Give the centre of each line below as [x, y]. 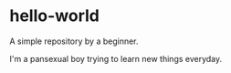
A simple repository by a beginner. [74, 41]
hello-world [55, 16]
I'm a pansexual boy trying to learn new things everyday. [116, 58]
